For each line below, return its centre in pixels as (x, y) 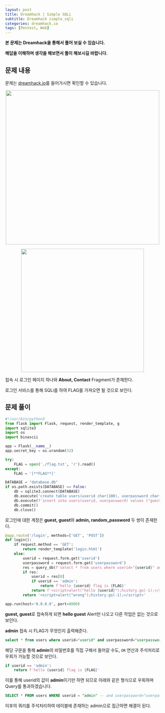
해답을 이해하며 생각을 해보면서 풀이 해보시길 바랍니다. (56, 53)
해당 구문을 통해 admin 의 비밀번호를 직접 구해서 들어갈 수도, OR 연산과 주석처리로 (82, 650)
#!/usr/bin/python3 (25, 419)
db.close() (25, 510)
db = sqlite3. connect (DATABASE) (47, 491)
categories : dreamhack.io (31, 23)
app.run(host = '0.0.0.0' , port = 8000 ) (42, 604)
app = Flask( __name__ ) (28, 446)
